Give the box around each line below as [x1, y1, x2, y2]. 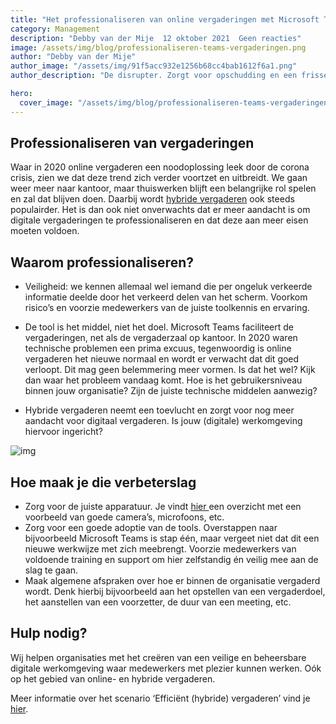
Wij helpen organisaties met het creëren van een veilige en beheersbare [10, 651, 307, 663]
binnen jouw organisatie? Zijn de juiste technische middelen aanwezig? [24, 385, 318, 397]
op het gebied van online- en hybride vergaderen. [10, 672, 216, 685]
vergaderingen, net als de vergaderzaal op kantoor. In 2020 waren [24, 332, 298, 344]
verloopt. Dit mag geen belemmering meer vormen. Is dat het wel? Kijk [24, 364, 316, 376]
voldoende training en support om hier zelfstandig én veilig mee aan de [24, 554, 319, 566]
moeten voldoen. [10, 225, 80, 237]
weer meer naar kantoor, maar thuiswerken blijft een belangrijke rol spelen [10, 182, 317, 195]
